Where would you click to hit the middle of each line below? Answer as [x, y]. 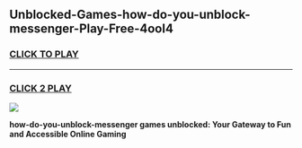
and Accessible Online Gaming [68, 134]
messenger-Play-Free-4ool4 [91, 29]
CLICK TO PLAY [44, 55]
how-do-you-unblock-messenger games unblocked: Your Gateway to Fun [151, 124]
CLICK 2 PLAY [40, 88]
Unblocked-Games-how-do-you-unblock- [130, 15]
